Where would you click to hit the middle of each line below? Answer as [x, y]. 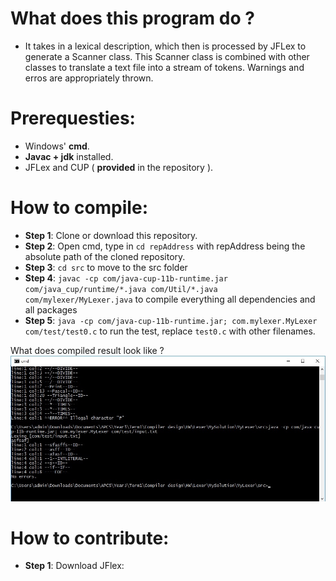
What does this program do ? [132, 18]
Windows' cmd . [57, 146]
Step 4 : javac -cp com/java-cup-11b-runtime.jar [126, 278]
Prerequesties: [73, 118]
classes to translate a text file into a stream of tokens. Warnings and [164, 67]
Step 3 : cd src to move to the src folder [106, 267]
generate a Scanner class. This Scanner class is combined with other [167, 56]
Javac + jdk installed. [69, 156]
